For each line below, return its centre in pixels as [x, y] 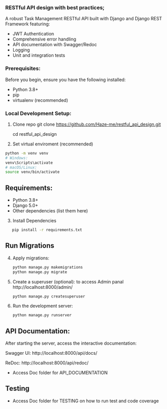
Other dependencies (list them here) [50, 211]
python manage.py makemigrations [48, 267]
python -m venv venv [27, 153]
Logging [21, 50]
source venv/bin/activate [32, 172]
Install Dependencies [34, 221]
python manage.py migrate [40, 272]
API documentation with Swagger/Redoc [55, 45]
